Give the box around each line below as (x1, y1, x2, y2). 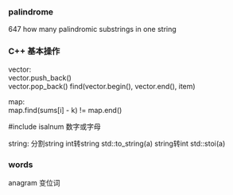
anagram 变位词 (8, 177, 60, 187)
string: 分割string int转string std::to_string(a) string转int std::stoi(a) (8, 138, 226, 148)
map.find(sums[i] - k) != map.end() (8, 105, 122, 115)
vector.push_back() (8, 72, 72, 82)
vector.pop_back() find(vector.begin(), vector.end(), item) (8, 81, 196, 91)
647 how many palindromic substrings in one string (8, 25, 177, 34)
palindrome (8, 6, 54, 18)
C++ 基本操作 (8, 46, 60, 57)
